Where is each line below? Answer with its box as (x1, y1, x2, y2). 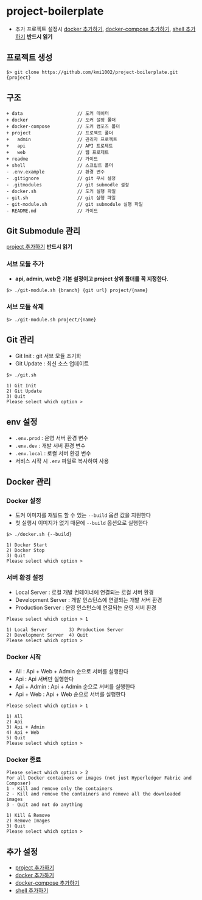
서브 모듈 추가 (6, 260, 44, 268)
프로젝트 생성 (6, 53, 53, 63)
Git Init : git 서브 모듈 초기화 (15, 352, 82, 359)
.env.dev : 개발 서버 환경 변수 (15, 442, 86, 449)
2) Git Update (6, 388, 43, 394)
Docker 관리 (6, 477, 51, 487)
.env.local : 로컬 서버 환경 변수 (15, 449, 91, 456)
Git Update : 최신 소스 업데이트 (15, 359, 89, 367)
